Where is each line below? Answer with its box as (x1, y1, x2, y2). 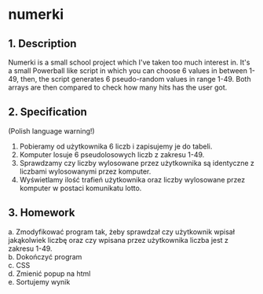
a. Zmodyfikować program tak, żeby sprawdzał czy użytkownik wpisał (8, 226, 236, 237)
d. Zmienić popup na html (8, 269, 91, 278)
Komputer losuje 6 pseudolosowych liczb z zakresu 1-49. (19, 149, 205, 159)
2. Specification (8, 105, 88, 119)
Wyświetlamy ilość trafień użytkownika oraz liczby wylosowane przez (19, 175, 246, 184)
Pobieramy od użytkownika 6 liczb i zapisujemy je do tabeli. (19, 141, 213, 151)
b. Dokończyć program (8, 252, 82, 261)
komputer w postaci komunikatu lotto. (19, 183, 142, 193)
